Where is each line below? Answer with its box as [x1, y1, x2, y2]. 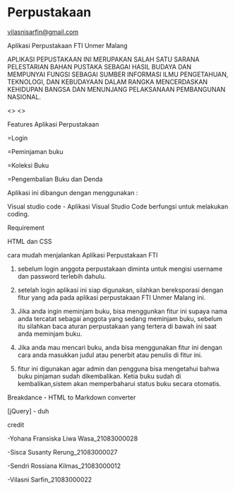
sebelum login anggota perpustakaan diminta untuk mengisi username [17, 264, 223, 273]
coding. [7, 209, 30, 218]
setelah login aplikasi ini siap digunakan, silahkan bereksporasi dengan [17, 286, 224, 294]
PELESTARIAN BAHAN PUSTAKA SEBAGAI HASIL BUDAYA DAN [7, 62, 192, 71]
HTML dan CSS [7, 237, 52, 245]
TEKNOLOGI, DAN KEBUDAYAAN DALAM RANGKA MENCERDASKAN [7, 77, 208, 86]
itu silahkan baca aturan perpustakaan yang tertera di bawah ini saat [17, 322, 217, 330]
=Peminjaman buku [7, 147, 64, 156]
